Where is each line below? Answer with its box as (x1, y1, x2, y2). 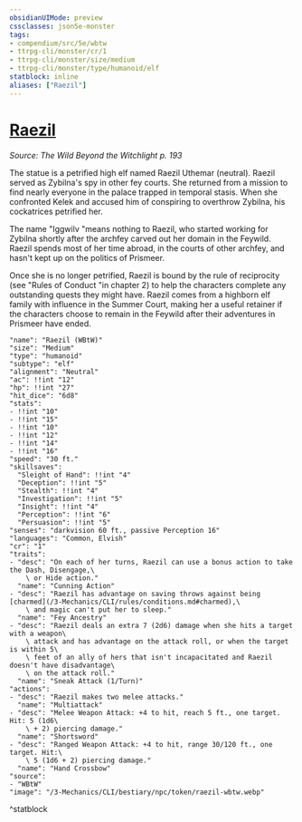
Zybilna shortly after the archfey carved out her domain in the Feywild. (9, 233, 271, 244)
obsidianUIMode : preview (9, 13, 103, 23)
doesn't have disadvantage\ (9, 661, 116, 670)
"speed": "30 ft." (9, 454, 79, 463)
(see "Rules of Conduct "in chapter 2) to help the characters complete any (9, 279, 287, 290)
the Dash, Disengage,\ (9, 566, 95, 575)
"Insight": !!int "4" (17, 502, 99, 511)
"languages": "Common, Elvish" (9, 534, 127, 543)
